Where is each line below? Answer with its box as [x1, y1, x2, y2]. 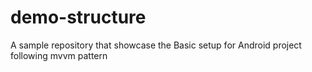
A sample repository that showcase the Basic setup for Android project [10, 39, 302, 51]
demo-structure [10, 6, 147, 29]
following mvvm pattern [10, 49, 108, 61]
